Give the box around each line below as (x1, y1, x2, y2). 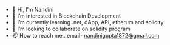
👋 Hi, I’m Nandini (12, 6, 54, 13)
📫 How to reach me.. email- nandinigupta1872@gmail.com (12, 32, 160, 39)
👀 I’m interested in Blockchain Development (12, 12, 121, 19)
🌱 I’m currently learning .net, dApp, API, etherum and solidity (12, 19, 164, 26)
